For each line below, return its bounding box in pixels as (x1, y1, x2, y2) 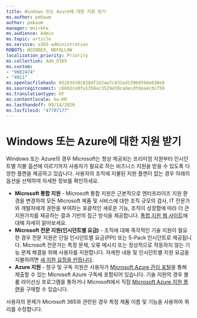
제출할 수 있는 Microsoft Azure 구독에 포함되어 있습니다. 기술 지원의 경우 (14, 271, 183, 278)
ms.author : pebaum (6, 14, 51, 20)
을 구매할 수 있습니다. (19, 286, 69, 293)
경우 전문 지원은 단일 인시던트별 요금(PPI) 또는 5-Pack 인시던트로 (21, 234, 172, 241)
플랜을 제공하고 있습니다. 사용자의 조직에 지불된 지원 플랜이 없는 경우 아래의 (17, 170, 191, 177)
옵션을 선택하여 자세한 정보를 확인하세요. (6, 178, 99, 185)
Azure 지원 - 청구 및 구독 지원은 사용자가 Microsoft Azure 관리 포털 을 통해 (14, 264, 187, 271)
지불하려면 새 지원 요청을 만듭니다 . (14, 256, 94, 263)
